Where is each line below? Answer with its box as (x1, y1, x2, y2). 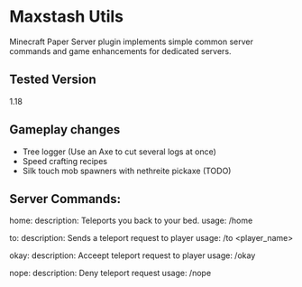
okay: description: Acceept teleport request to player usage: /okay (9, 250, 256, 261)
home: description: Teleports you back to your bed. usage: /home (9, 215, 253, 227)
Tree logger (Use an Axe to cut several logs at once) (22, 146, 216, 157)
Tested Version (9, 72, 96, 88)
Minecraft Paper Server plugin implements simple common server (9, 36, 254, 47)
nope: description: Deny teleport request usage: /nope (9, 268, 212, 279)
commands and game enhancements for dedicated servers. (9, 45, 232, 56)
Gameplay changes (9, 122, 121, 137)
